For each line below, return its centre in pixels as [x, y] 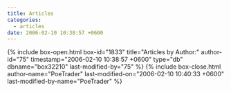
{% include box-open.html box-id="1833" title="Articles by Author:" [103, 52]
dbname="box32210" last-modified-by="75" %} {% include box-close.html [114, 67]
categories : [24, 20]
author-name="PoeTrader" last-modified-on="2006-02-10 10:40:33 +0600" [116, 74]
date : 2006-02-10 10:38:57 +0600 [55, 33]
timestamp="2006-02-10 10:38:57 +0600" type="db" [107, 60]
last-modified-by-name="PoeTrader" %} [65, 81]
